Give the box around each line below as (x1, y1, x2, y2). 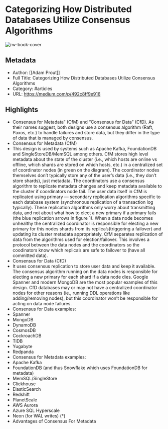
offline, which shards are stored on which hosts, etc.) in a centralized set (12, 161, 163, 167)
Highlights (5, 106, 39, 114)
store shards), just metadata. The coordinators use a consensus (12, 178, 145, 184)
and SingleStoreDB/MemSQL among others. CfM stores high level (12, 151, 149, 157)
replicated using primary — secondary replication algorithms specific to (12, 194, 161, 200)
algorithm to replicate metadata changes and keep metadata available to (12, 183, 162, 189)
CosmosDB (12, 327, 36, 333)
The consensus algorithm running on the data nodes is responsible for (12, 268, 158, 275)
